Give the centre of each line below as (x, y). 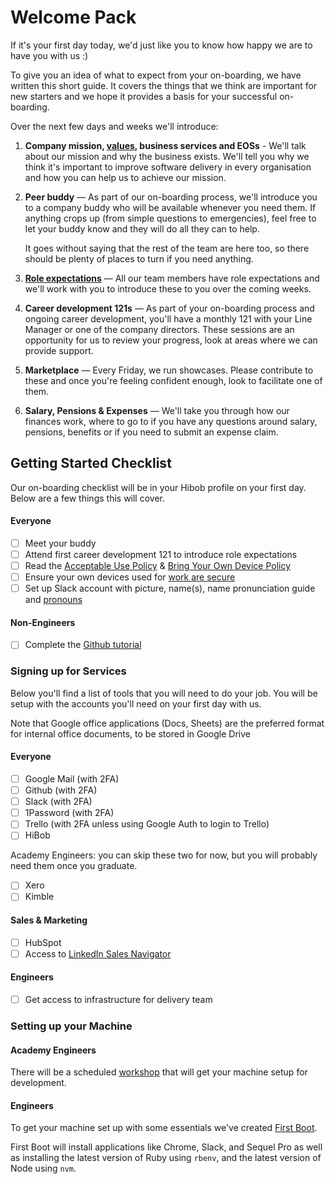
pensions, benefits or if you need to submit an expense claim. (151, 432)
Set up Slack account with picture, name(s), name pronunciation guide (170, 588)
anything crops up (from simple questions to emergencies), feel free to (170, 218)
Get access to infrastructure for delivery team (118, 1000)
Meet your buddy (60, 543)
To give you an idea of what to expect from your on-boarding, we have (156, 75)
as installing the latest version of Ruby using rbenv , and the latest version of (166, 1158)
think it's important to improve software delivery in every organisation (168, 167)
